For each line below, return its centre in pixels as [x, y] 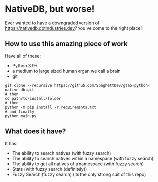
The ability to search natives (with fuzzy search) [62, 153]
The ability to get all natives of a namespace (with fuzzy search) [78, 164]
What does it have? [36, 131]
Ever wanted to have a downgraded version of [52, 23]
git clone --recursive [29, 85]
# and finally [20, 111]
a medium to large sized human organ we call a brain [66, 71]
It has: [12, 143]
